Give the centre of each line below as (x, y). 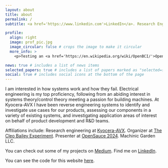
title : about (19, 15)
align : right (23, 38)
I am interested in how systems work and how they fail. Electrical (72, 89)
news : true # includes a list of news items (52, 65)
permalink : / (19, 19)
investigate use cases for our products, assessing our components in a (78, 110)
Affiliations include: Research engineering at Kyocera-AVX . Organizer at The (83, 130)
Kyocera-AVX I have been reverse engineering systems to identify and (77, 105)
